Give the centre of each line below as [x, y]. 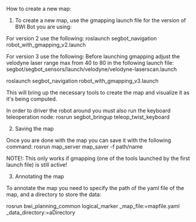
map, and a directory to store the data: [54, 194]
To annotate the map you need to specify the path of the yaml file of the [95, 188]
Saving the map [34, 128]
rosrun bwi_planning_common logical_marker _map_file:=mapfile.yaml [93, 206]
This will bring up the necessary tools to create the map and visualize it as [98, 92]
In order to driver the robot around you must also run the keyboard [88, 110]
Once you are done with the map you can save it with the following [89, 140]
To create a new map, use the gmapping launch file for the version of [100, 20]
